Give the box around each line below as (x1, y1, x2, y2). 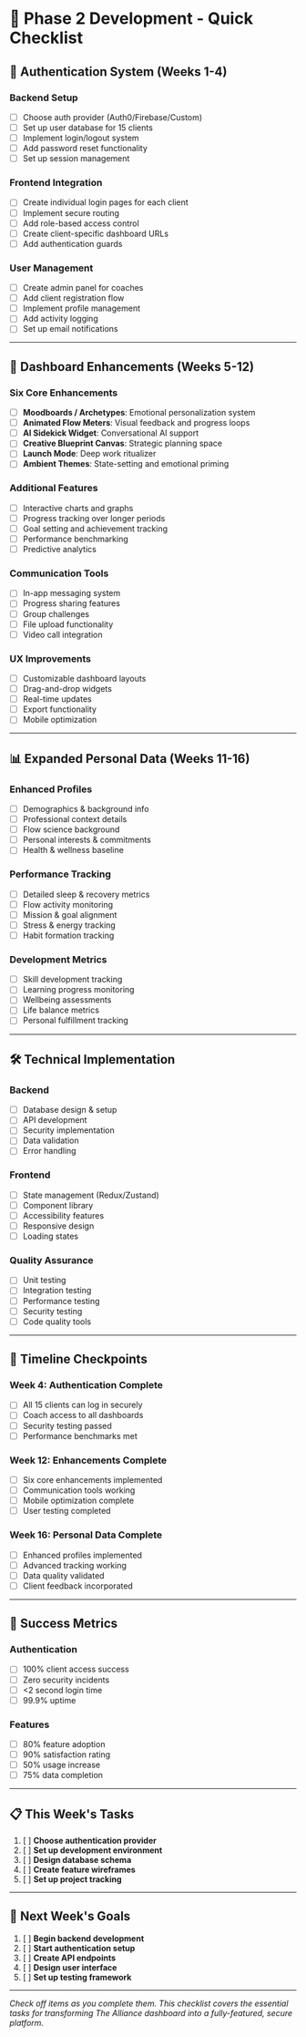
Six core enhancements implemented (22, 1474, 163, 1485)
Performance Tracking (9, 868, 112, 880)
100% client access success (22, 1663, 129, 1675)
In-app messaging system (22, 588, 121, 599)
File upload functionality (22, 619, 114, 630)
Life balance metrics (22, 1004, 100, 1015)
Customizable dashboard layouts (22, 673, 147, 684)
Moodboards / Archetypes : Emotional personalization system (22, 407, 256, 418)
